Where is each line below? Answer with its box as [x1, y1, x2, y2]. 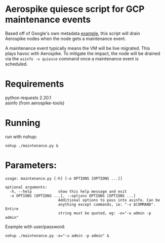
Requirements [5, 78, 64, 90]
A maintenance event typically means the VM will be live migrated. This [5, 45, 150, 51]
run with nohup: [5, 134, 38, 140]
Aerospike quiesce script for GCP [5, 3, 145, 15]
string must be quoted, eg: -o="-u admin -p [58, 210, 152, 216]
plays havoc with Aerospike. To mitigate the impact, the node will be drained [5, 50, 161, 56]
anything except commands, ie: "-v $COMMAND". [58, 202, 156, 207]
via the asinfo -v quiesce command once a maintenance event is [5, 55, 139, 61]
